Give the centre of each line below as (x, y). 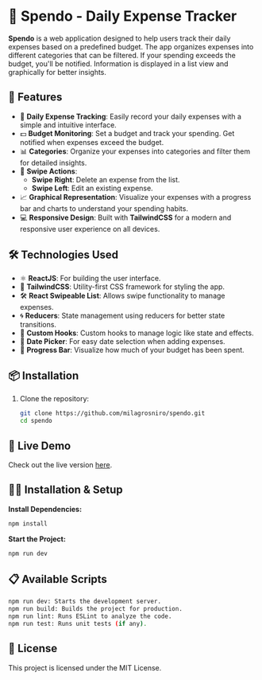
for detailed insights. (53, 162)
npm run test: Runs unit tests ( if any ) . (78, 623)
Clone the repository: (54, 399)
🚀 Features (35, 98)
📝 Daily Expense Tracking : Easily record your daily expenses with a (131, 116)
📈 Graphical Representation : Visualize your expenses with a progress (135, 197)
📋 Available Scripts (58, 579)
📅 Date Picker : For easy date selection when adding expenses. (122, 341)
